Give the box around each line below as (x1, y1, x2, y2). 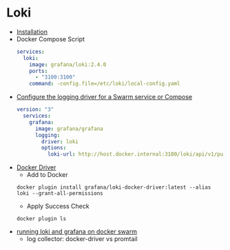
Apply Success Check (26, 202, 90, 211)
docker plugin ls (16, 216, 67, 222)
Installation (16, 28, 48, 36)
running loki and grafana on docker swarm (16, 227, 137, 236)
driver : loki (41, 138, 79, 145)
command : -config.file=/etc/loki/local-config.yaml (29, 81, 180, 87)
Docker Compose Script (16, 34, 85, 43)
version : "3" (16, 106, 54, 113)
